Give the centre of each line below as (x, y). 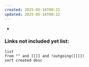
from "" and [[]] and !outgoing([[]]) (44, 56)
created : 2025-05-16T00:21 (32, 10)
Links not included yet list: (37, 41)
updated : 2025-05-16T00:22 (32, 14)
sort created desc (23, 60)
